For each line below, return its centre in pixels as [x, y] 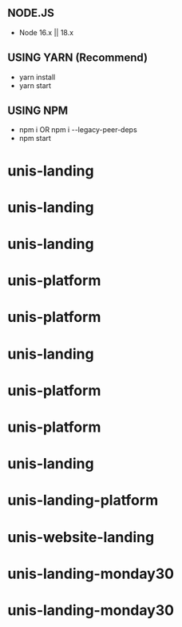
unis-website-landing [81, 537]
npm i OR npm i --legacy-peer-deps [78, 130]
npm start [35, 139]
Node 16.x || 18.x [46, 32]
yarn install [37, 77]
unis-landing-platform [83, 500]
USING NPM [38, 111]
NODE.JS [31, 13]
